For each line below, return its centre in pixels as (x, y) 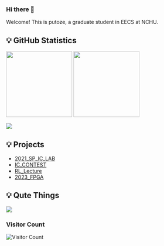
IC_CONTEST (30, 164)
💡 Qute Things (33, 195)
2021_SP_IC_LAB (35, 158)
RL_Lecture (28, 171)
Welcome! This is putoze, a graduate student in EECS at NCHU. (82, 22)
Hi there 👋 (20, 9)
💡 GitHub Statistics (42, 40)
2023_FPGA (29, 177)
